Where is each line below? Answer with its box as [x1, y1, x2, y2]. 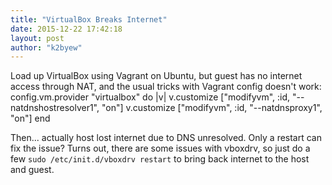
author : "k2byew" [10, 42, 83, 53]
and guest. [10, 164, 55, 176]
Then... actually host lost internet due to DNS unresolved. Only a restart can [10, 132, 323, 144]
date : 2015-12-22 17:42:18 [10, 24, 123, 34]
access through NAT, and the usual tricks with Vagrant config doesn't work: [10, 81, 322, 93]
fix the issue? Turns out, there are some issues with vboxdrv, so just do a [10, 142, 311, 155]
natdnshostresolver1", [10, 102, 100, 114]
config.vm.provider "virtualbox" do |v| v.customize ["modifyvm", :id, [10, 91, 291, 103]
